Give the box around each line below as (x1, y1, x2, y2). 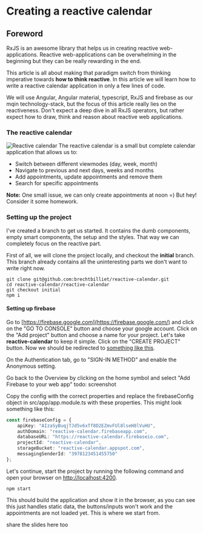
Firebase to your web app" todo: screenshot (6, 381, 116, 388)
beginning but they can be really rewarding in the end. (6, 58, 141, 64)
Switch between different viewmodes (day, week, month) (15, 160, 158, 168)
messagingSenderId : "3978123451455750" (17, 451, 118, 457)
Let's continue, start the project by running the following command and (6, 467, 184, 475)
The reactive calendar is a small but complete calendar (58, 142, 196, 149)
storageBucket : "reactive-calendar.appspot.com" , (17, 445, 145, 452)
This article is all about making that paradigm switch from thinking (6, 69, 171, 76)
